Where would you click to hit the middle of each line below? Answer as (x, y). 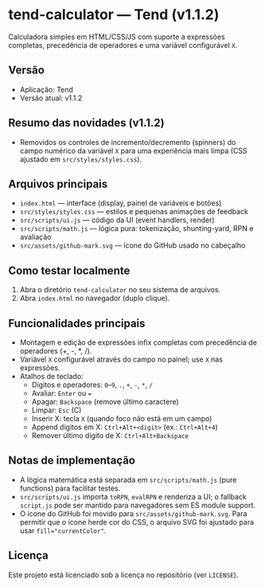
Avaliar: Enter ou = (62, 393)
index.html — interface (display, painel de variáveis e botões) (121, 203)
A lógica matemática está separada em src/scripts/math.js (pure (128, 479)
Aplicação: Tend (47, 89)
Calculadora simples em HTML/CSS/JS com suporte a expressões (117, 37)
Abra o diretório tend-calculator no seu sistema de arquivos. (120, 290)
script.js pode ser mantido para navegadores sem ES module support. (138, 505)
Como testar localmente (69, 270)
